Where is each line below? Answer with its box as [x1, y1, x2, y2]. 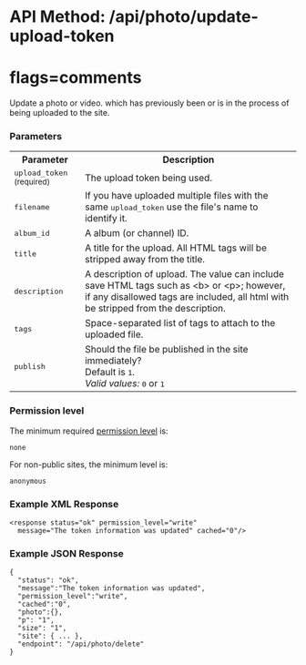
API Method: [9, 6, 107, 27]
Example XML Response [9, 497, 119, 510]
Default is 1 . [85, 366, 135, 379]
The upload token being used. [85, 171, 212, 184]
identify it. [85, 212, 127, 225]
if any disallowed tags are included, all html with [85, 291, 290, 303]
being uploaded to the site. [9, 107, 110, 118]
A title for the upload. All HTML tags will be [85, 241, 267, 254]
